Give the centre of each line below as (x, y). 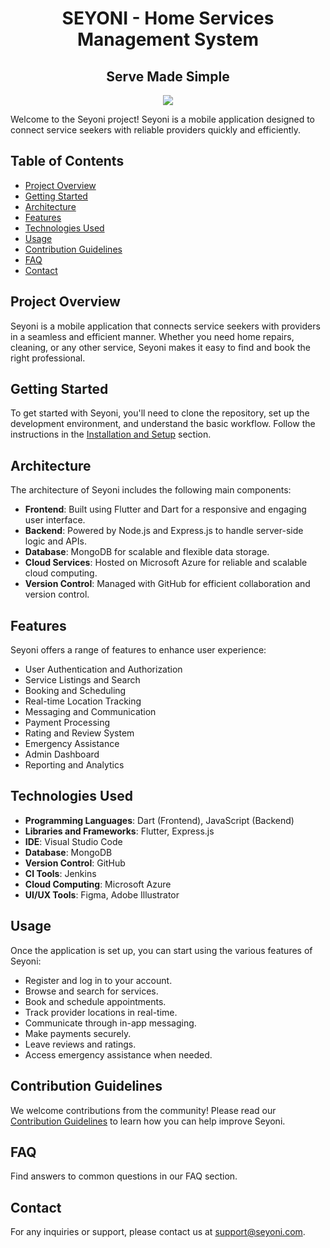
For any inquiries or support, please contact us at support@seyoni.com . (158, 1232)
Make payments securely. (78, 1033)
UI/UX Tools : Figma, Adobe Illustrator (102, 894)
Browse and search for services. (91, 991)
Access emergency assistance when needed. (118, 1054)
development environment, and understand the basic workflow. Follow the (163, 424)
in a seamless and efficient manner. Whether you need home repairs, (152, 336)
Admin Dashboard (62, 754)
